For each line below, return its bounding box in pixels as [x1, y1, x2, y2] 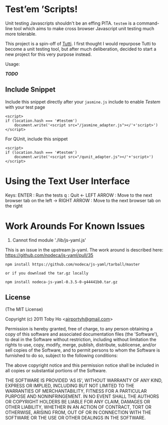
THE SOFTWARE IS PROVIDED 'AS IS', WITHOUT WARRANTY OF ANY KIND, [5, 377, 163, 383]
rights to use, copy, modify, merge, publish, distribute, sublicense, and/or [5, 342, 156, 348]
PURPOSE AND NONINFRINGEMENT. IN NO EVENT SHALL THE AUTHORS [5, 393, 159, 399]
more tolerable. [5, 31, 37, 37]
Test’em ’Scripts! [5, 4, 78, 15]
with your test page [5, 104, 45, 110]
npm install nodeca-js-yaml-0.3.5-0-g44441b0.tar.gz [5, 279, 118, 285]
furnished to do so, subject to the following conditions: [5, 353, 118, 359]
